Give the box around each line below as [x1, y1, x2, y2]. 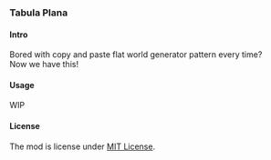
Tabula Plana [9, 6, 68, 19]
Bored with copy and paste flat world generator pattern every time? [9, 49, 263, 60]
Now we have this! [9, 59, 79, 70]
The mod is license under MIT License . [9, 141, 156, 152]
